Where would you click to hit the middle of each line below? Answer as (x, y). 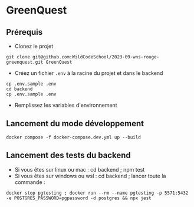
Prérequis (24, 32)
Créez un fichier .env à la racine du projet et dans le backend (89, 73)
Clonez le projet (34, 46)
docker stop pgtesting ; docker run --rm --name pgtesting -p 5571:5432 (97, 193)
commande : (30, 182)
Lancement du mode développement (75, 124)
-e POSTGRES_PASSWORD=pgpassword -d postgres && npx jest (79, 198)
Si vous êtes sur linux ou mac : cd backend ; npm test (80, 169)
